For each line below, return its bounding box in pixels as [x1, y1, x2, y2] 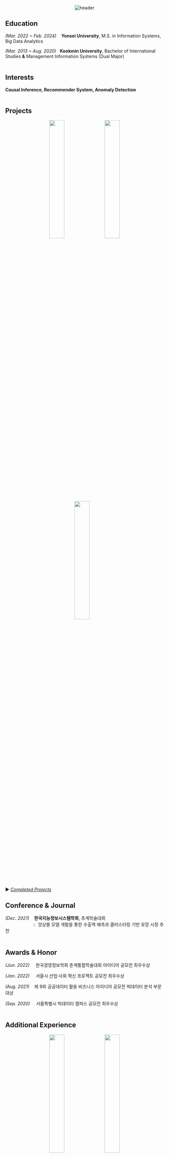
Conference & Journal [5, 901, 75, 910]
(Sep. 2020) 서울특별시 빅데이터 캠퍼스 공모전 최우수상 [5, 1001, 118, 1007]
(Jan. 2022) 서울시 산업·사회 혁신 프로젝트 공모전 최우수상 [5, 973, 125, 979]
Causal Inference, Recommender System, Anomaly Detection [5, 86, 136, 93]
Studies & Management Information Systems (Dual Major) [5, 53, 125, 59]
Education [5, 19, 38, 28]
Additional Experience [5, 1021, 76, 1029]
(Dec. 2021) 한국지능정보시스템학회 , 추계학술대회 [5, 915, 106, 921]
